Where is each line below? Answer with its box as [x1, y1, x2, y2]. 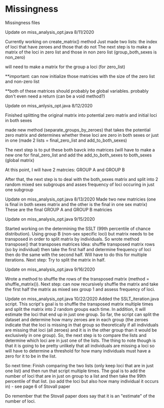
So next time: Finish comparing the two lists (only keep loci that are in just [5, 362, 154, 368]
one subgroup [5, 186, 33, 192]
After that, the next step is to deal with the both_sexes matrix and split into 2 [5, 176, 158, 182]
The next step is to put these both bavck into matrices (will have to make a [5, 147, 155, 153]
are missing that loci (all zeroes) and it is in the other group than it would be [5, 327, 157, 333]
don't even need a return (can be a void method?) [5, 93, 105, 99]
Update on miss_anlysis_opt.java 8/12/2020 [5, 102, 93, 108]
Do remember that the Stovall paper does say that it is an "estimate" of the [5, 393, 155, 399]
